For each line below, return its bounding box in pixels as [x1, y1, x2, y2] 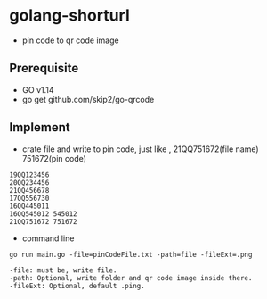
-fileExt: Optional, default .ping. [9, 281, 145, 290]
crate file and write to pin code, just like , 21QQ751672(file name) [21, 144, 260, 154]
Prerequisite [9, 61, 79, 76]
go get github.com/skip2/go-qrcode [21, 94, 155, 104]
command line [21, 233, 75, 244]
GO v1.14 [21, 84, 55, 95]
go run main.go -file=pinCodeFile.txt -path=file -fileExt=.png [9, 250, 253, 259]
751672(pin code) [21, 153, 87, 163]
